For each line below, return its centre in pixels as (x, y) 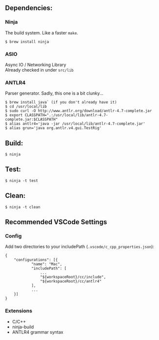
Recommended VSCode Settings (56, 222)
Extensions (19, 311)
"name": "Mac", (47, 264)
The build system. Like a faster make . (42, 33)
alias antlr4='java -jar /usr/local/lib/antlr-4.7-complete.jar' (78, 124)
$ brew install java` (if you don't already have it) (61, 103)
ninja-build (23, 327)
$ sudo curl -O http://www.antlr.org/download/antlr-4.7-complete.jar (79, 111)
